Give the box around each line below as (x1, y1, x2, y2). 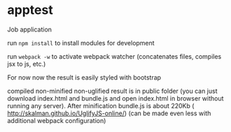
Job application (7, 25, 52, 34)
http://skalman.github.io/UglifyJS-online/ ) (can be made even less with (7, 109, 211, 117)
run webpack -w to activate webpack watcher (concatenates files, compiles (7, 52, 222, 61)
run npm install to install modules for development (7, 38, 155, 47)
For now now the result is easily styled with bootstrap (7, 73, 162, 82)
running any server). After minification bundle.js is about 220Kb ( (7, 101, 195, 110)
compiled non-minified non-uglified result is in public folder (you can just (7, 87, 218, 95)
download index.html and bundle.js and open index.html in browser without (7, 94, 224, 103)
